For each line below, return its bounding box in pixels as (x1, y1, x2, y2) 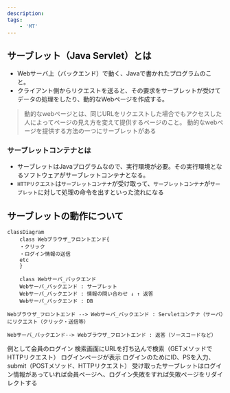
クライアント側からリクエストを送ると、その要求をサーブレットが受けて (16, 86, 221, 95)
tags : (7, 16, 23, 23)
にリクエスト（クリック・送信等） (7, 318, 89, 326)
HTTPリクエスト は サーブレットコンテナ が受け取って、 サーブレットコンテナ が (16, 180, 211, 188)
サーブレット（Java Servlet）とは (7, 49, 152, 62)
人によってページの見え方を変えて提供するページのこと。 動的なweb (23, 118, 218, 127)
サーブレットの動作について (7, 210, 124, 222)
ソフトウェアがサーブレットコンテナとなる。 (23, 171, 150, 179)
